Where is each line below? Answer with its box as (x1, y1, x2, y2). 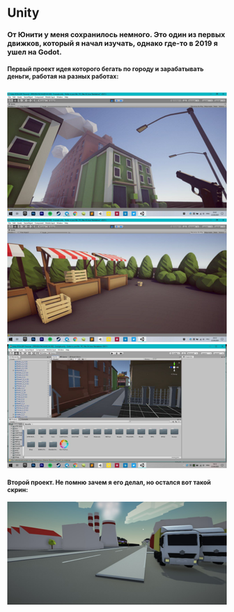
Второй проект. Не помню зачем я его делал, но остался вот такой (7, 478, 211, 486)
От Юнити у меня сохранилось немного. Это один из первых (7, 30, 226, 40)
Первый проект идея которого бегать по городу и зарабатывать (7, 64, 204, 73)
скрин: (7, 486, 29, 494)
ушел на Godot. (7, 47, 63, 57)
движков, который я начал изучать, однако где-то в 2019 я (7, 38, 218, 48)
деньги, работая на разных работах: (7, 72, 119, 80)
